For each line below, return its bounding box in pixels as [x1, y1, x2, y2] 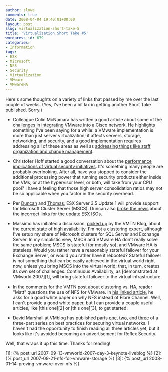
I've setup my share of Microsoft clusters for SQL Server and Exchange [12, 231, 160, 237]
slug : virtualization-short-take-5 [5, 26, 80, 31]
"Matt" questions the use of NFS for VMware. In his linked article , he [12, 289, 154, 295]
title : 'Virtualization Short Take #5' [5, 31, 89, 36]
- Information [5, 45, 35, 50]
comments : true [5, 12, 37, 17]
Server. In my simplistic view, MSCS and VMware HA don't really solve [12, 236, 158, 242]
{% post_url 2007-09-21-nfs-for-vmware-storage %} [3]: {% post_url [5, 355, 148, 361]
